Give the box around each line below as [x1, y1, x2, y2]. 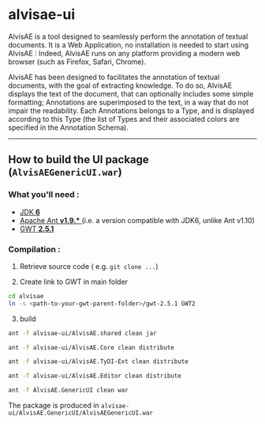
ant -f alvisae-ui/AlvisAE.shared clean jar [8, 329, 157, 337]
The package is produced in [8, 401, 100, 411]
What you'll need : [8, 189, 80, 200]
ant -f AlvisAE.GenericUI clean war [8, 386, 129, 395]
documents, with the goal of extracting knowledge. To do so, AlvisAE [8, 81, 233, 90]
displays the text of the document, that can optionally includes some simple [8, 89, 254, 98]
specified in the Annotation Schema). [8, 123, 129, 132]
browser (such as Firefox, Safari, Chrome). [8, 57, 147, 66]
